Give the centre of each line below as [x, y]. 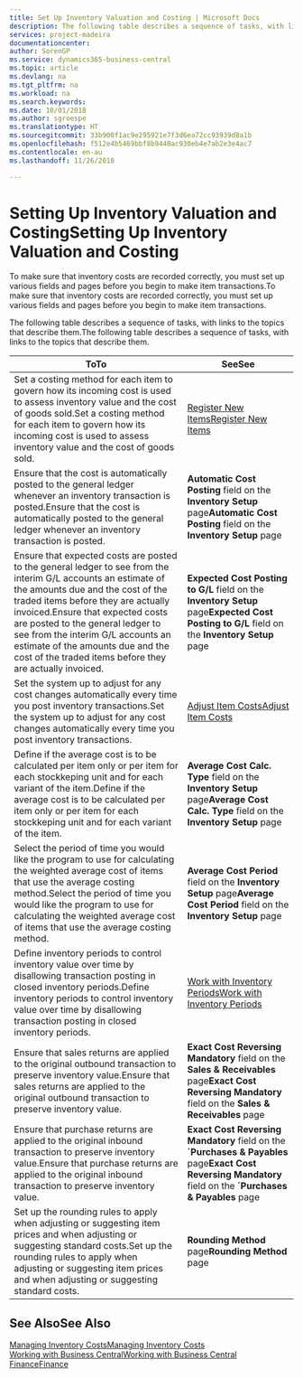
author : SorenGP [40, 52]
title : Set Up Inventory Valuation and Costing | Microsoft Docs [134, 18]
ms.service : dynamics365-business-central [90, 60]
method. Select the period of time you [92, 894]
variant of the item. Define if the [80, 789]
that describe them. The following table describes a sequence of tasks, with [149, 333]
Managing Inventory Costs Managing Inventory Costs [107, 1345]
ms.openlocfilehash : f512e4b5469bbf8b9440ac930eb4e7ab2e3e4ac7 [131, 144]
